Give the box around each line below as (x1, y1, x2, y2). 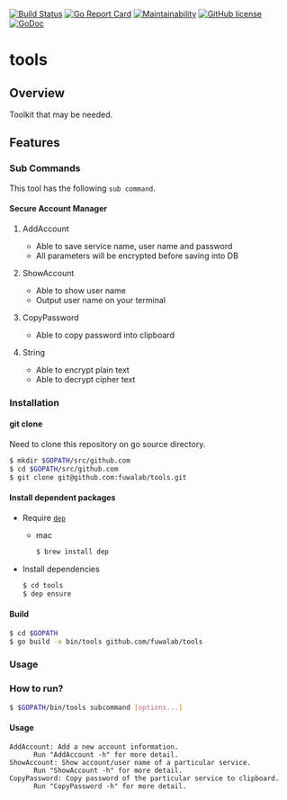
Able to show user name (35, 284, 126, 296)
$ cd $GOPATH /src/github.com (9, 464, 119, 473)
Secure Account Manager (9, 203, 108, 214)
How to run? (9, 682, 64, 695)
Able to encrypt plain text (35, 364, 130, 375)
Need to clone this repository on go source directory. (9, 439, 206, 450)
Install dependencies (22, 563, 101, 574)
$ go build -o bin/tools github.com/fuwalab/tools (9, 637, 203, 646)
